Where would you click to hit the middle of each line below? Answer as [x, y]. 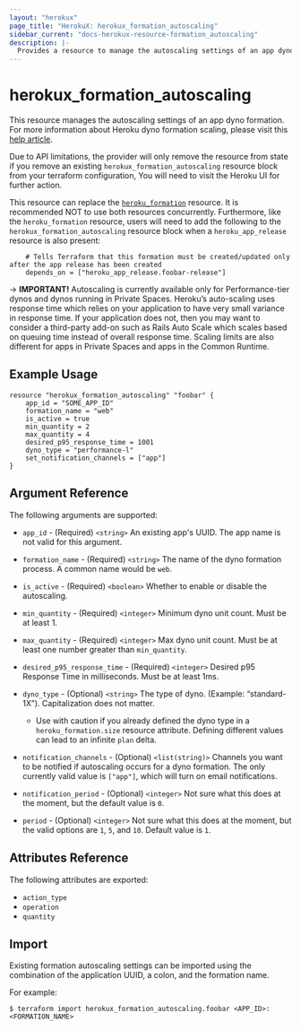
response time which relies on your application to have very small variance [147, 308]
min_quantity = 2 [58, 427]
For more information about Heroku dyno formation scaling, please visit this [149, 130]
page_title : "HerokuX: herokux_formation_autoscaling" [114, 26]
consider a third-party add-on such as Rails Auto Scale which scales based [148, 327]
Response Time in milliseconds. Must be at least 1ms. [120, 676]
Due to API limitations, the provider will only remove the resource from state [149, 157]
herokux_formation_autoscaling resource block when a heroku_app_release [148, 231]
